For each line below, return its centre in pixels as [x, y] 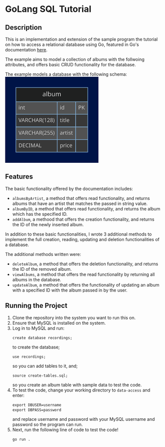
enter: [18, 395]
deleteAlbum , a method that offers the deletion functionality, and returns [85, 264]
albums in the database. [37, 279]
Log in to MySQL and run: [38, 328]
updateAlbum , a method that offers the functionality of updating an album [86, 285]
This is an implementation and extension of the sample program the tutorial [82, 39]
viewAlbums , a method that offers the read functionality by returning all [83, 274]
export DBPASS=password [37, 410]
